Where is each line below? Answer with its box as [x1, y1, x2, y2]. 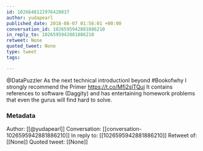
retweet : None [6, 37, 43, 43]
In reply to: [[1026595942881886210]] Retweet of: [71, 131, 197, 139]
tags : [6, 54, 20, 61]
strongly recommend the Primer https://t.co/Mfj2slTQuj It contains [6, 83, 173, 90]
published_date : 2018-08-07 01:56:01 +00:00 [6, 20, 122, 26]
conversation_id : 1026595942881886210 [6, 26, 105, 32]
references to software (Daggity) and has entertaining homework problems [6, 89, 196, 97]
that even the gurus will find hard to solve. [6, 96, 113, 103]
